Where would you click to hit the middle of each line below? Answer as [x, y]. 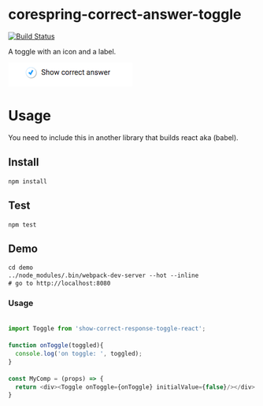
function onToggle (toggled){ [56, 345]
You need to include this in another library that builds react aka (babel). [123, 137]
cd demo [21, 268]
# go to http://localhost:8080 [59, 284]
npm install [28, 181]
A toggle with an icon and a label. [62, 51]
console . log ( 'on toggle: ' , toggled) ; [79, 354]
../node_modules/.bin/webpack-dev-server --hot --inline [104, 276]
